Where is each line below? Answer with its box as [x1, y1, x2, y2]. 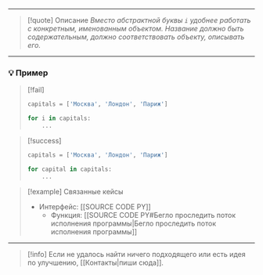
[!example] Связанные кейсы [27, 186, 124, 196]
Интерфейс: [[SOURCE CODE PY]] [38, 201, 151, 212]
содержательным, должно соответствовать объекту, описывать [27, 32, 245, 42]
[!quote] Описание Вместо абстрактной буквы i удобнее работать [27, 16, 251, 24]
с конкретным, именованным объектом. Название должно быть [27, 24, 244, 33]
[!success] [27, 136, 62, 145]
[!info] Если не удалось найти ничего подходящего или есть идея [27, 249, 246, 259]
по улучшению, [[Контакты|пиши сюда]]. [27, 258, 164, 267]
